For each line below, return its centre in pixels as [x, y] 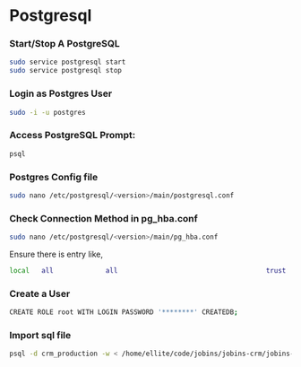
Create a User [40, 293]
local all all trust [148, 270]
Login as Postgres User [61, 93]
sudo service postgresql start [68, 62]
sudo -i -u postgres [48, 112]
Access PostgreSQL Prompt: [73, 135]
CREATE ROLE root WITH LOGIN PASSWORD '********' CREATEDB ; [124, 312]
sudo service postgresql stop [66, 71]
